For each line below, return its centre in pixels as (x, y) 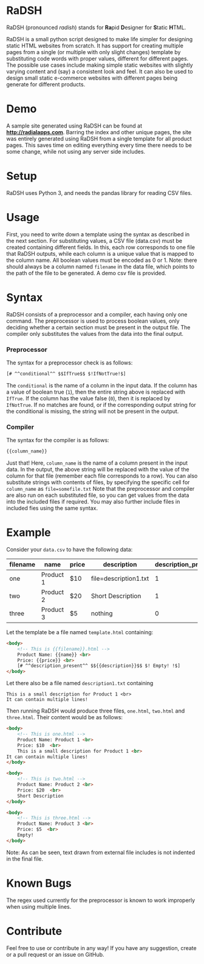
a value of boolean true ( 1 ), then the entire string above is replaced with (96, 392)
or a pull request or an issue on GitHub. (55, 954)
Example (29, 533)
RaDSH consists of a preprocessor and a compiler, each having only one (97, 314)
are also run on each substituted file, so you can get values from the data (98, 495)
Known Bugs (39, 884)
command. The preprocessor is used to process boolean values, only (93, 321)
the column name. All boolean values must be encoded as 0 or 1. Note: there (102, 260)
